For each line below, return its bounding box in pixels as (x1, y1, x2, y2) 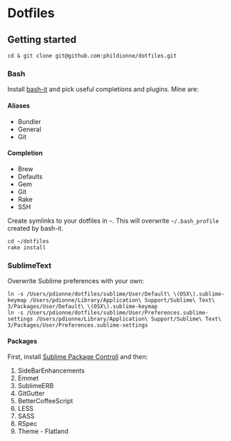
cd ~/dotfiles (7, 238, 50, 245)
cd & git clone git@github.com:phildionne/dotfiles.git (7, 52, 177, 59)
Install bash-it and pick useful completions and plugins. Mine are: (7, 85, 199, 93)
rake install (7, 244, 46, 251)
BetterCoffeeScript (17, 397, 73, 405)
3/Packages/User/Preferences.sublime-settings (7, 322, 148, 329)
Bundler (17, 117, 41, 126)
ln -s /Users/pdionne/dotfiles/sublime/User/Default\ (7, 290, 171, 298)
